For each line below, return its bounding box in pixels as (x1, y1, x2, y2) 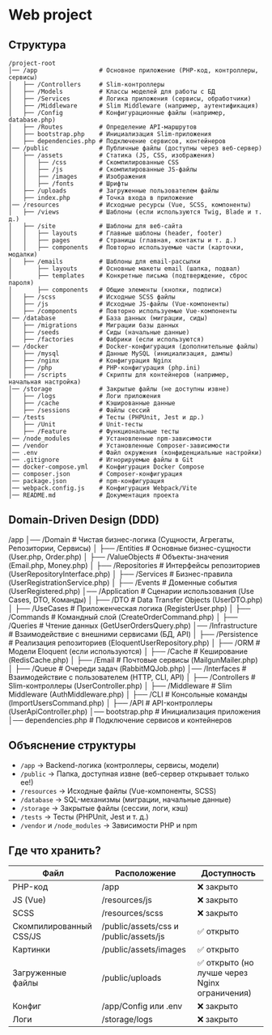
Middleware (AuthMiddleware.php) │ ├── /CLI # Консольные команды (8, 689, 249, 699)
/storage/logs (101, 1014, 153, 1025)
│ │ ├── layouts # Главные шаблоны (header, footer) (8, 229, 223, 237)
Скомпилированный (12, 921, 92, 932)
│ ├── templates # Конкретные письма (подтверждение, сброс (8, 272, 249, 280)
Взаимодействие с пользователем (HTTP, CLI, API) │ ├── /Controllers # (8, 672, 257, 681)
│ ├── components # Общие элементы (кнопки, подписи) (8, 286, 223, 294)
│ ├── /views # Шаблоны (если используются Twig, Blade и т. (8, 208, 263, 216)
